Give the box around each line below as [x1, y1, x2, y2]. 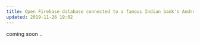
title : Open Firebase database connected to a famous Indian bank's [6, 8, 180, 15]
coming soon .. [6, 30, 43, 37]
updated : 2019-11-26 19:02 [6, 14, 73, 20]
